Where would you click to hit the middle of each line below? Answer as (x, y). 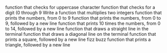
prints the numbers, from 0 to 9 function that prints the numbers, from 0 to (83, 18)
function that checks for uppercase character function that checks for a (80, 7)
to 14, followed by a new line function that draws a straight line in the (77, 29)
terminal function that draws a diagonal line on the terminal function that (81, 34)
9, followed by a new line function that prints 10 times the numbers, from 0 (83, 23)
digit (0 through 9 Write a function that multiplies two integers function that (83, 13)
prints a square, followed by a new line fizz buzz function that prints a (78, 39)
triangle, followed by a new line (38, 45)
